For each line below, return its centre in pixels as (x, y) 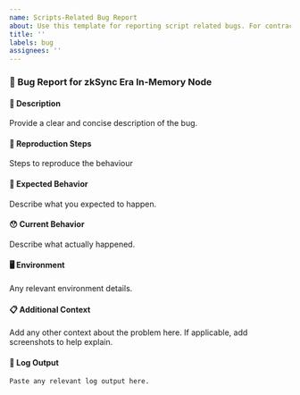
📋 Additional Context (50, 309)
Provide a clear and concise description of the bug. (104, 123)
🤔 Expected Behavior (49, 184)
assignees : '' (36, 51)
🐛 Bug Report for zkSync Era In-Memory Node (111, 82)
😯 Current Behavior (47, 224)
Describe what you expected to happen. (83, 204)
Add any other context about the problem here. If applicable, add (129, 332)
